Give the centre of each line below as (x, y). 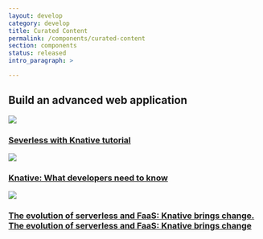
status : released (37, 53)
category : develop (39, 23)
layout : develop (35, 16)
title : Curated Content (48, 31)
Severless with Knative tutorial (70, 140)
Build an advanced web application (98, 100)
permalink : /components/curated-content (77, 38)
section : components (43, 46)
